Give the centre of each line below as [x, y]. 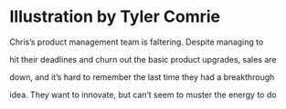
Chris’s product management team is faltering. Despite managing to [137, 42]
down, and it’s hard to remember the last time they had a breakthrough [142, 77]
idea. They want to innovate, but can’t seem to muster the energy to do [143, 94]
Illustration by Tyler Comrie [115, 17]
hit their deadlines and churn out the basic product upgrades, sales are [143, 59]
